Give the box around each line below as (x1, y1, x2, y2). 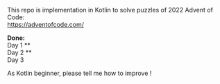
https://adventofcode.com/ (7, 21, 85, 28)
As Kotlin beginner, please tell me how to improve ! (7, 69, 152, 77)
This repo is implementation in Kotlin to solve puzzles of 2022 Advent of (7, 6, 214, 14)
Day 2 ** (7, 48, 33, 56)
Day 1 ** (7, 41, 31, 49)
